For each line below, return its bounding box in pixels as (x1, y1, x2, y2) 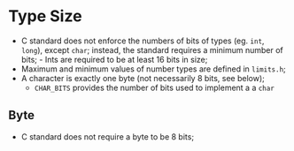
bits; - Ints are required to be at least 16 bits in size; (20, 54, 208, 64)
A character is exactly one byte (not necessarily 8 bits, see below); (20, 72, 265, 83)
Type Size (8, 6, 82, 26)
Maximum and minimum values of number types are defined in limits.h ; (20, 64, 287, 74)
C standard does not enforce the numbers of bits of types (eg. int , (20, 35, 265, 46)
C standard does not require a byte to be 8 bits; (20, 131, 195, 142)
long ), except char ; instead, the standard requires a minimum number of (20, 44, 284, 55)
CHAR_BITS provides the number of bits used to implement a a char (34, 82, 275, 93)
